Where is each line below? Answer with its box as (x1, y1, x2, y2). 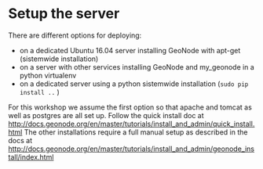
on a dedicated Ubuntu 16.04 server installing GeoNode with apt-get (19, 45, 241, 55)
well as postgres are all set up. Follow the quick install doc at (8, 110, 204, 120)
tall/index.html (8, 152, 54, 161)
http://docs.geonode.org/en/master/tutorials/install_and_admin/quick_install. (8, 119, 255, 128)
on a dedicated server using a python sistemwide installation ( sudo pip (19, 79, 249, 88)
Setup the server (8, 5, 120, 23)
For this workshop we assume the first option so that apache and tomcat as (8, 102, 253, 112)
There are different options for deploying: (8, 31, 142, 40)
